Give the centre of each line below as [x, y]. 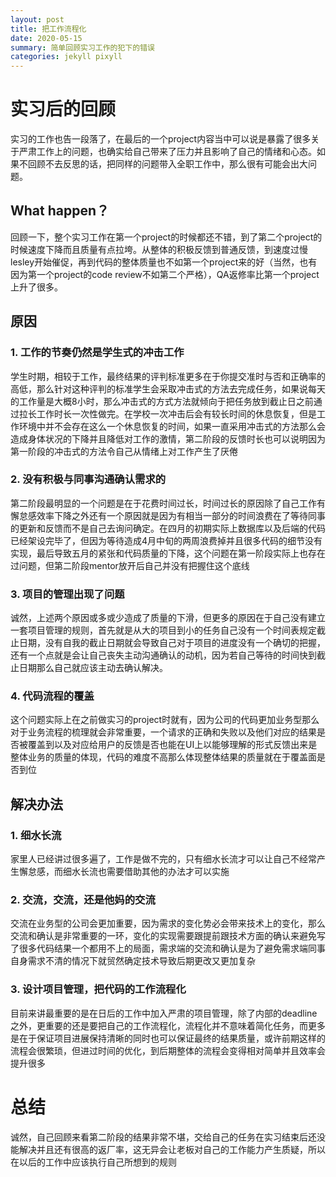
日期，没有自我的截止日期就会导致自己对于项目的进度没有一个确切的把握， [172, 643]
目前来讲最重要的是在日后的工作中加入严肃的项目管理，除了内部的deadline [164, 1013]
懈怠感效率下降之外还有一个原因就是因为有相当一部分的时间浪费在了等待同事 [168, 515]
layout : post [37, 19]
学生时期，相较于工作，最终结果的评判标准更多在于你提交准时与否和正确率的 [168, 376]
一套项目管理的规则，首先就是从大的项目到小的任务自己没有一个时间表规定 [163, 630]
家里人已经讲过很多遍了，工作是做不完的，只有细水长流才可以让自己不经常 [163, 859]
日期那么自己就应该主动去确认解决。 [93, 668]
